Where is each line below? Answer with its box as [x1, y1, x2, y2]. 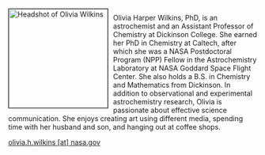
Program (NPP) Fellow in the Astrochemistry [113, 55, 257, 64]
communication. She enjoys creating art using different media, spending [8, 114, 244, 123]
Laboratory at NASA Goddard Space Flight [113, 63, 252, 73]
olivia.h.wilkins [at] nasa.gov [8, 138, 101, 147]
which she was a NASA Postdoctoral [113, 47, 232, 56]
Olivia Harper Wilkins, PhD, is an [113, 13, 218, 22]
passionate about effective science [113, 105, 228, 115]
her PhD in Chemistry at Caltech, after [113, 38, 237, 47]
